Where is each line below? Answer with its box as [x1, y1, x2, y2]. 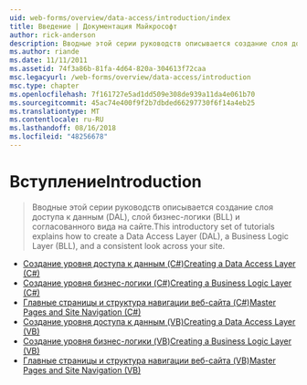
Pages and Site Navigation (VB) [22, 364, 142, 375]
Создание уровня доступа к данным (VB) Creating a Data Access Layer [22, 316, 296, 327]
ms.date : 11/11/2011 [9, 56, 89, 65]
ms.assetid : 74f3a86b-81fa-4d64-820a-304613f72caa [9, 65, 206, 74]
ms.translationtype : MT [9, 107, 101, 116]
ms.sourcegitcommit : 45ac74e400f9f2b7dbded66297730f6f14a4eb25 [9, 98, 256, 108]
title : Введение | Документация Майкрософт [9, 22, 178, 31]
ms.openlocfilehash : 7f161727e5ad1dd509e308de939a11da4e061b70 [9, 89, 256, 99]
